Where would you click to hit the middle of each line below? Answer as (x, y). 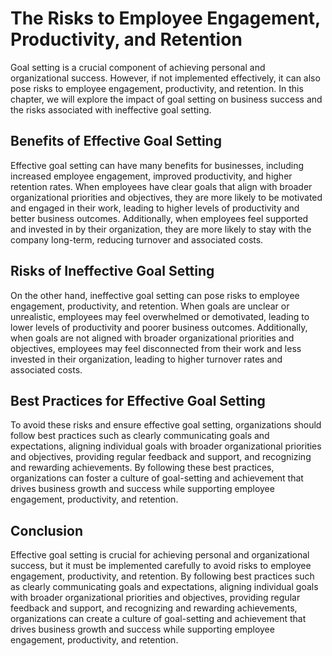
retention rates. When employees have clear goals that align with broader (161, 186)
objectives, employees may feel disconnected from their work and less (156, 348)
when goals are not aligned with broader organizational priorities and (152, 338)
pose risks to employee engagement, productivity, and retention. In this (157, 88)
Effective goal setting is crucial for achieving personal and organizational (160, 555)
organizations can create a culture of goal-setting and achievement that (158, 619)
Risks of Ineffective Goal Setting (112, 271)
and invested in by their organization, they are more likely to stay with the (161, 229)
